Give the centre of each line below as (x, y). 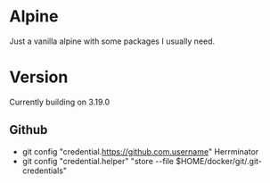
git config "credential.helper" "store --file (98, 161)
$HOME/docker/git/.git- (219, 161)
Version (39, 77)
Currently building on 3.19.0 (59, 102)
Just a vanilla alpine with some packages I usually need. (112, 41)
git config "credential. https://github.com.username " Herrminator (140, 151)
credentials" (45, 171)
